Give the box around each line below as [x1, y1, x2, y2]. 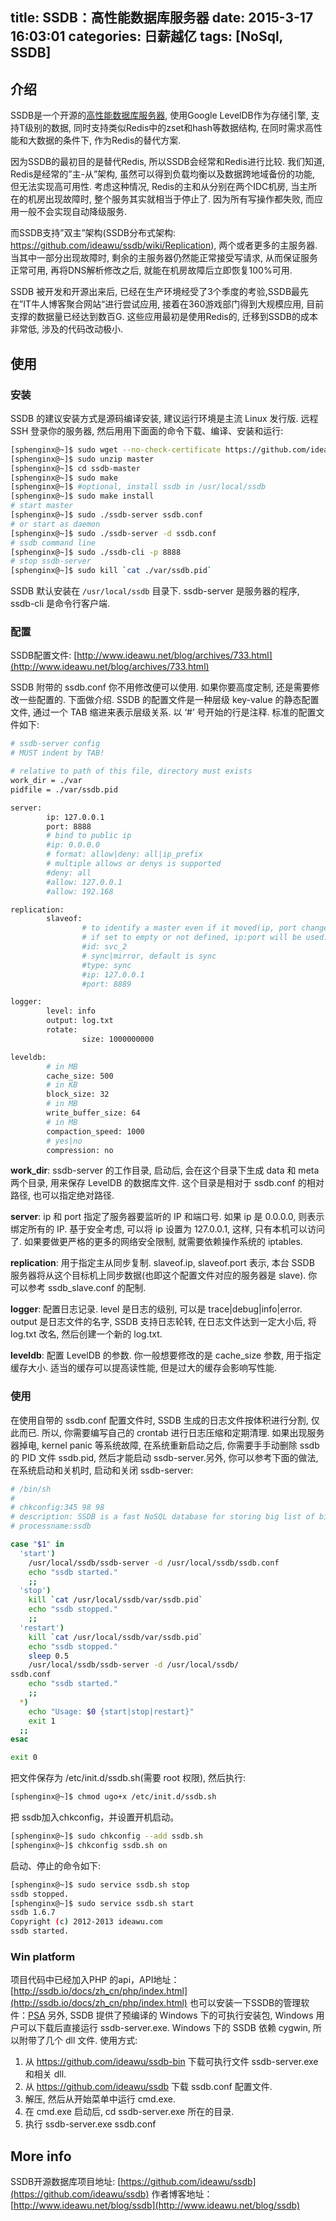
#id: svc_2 [81, 942, 128, 952]
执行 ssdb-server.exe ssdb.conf [24, 2118, 157, 2130]
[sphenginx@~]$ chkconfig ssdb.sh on [10, 1840, 168, 1850]
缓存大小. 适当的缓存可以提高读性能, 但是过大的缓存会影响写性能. [10, 1362, 277, 1374]
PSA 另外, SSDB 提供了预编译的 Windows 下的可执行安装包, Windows [28, 2009, 314, 2022]
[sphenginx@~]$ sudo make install [10, 491, 155, 502]
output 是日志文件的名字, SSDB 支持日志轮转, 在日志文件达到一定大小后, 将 [10, 1316, 317, 1328]
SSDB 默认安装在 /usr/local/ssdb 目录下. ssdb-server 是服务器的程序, [10, 585, 300, 597]
